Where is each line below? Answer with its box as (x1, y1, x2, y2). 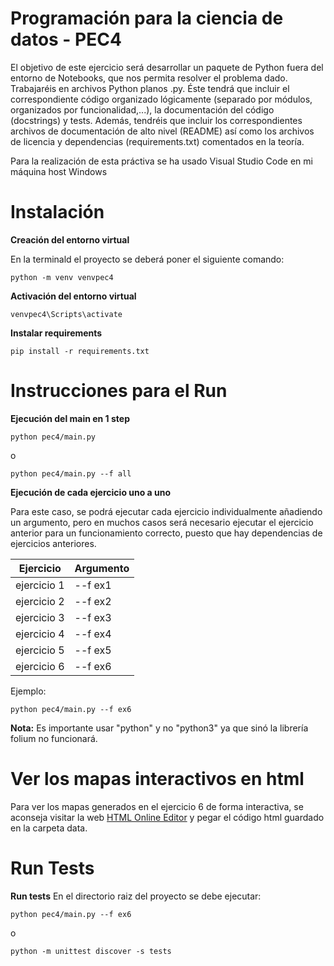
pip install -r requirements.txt (10, 346, 150, 356)
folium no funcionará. (10, 732, 98, 744)
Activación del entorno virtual (10, 290, 137, 302)
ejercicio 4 (15, 627, 65, 641)
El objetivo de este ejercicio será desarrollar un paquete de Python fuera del (10, 61, 324, 73)
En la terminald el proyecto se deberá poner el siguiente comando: (10, 253, 285, 265)
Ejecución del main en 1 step (10, 412, 130, 424)
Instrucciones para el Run (10, 380, 228, 402)
